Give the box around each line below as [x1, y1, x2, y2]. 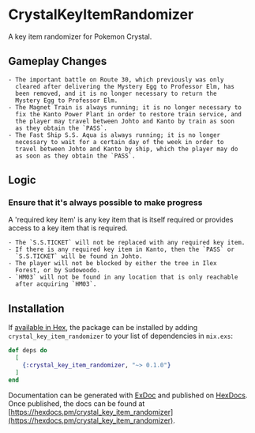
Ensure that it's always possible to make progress [8, 197, 203, 208]
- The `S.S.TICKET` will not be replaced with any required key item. [8, 239, 246, 247]
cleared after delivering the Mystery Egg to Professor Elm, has [15, 82, 235, 90]
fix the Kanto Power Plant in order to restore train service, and [15, 110, 242, 118]
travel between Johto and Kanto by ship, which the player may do [15, 145, 238, 153]
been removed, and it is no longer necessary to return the [15, 89, 217, 97]
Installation [8, 302, 65, 315]
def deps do [8, 347, 47, 355]
